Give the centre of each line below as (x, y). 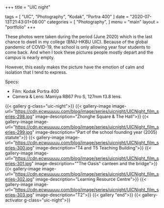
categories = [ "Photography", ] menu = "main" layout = (103, 22)
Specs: (12, 82)
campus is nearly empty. (30, 58)
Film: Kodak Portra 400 (35, 91)
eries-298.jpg (19, 117)
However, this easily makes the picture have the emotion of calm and (75, 67)
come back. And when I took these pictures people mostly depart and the (79, 52)
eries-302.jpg (19, 179)
